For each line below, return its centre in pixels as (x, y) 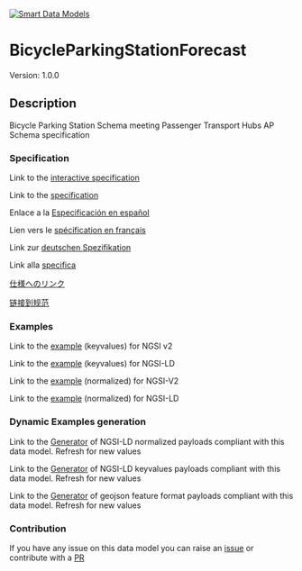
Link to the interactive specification (74, 178)
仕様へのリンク (37, 284)
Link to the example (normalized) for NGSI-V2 (94, 381)
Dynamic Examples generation (78, 421)
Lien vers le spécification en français (78, 231)
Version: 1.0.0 (35, 75)
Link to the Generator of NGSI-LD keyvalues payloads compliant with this (145, 468)
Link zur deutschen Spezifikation (70, 248)
